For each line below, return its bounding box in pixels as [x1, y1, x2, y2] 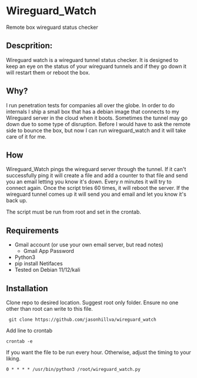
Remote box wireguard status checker [6, 24, 99, 31]
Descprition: [6, 41, 53, 51]
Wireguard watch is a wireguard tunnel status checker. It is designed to [6, 56, 178, 63]
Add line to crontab [6, 327, 53, 334]
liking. [6, 355, 21, 362]
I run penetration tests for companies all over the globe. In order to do [6, 101, 175, 109]
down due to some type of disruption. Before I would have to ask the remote [6, 120, 191, 127]
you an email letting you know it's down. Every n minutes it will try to [6, 178, 172, 185]
